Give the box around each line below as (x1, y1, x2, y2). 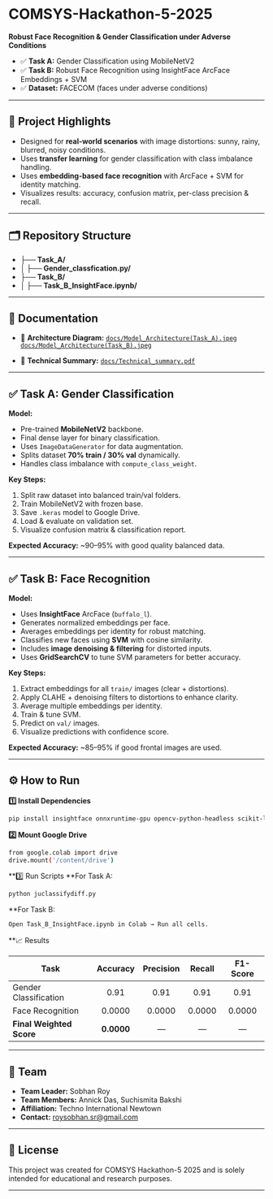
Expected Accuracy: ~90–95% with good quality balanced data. (8, 541, 225, 551)
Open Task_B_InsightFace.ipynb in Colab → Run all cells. (8, 920, 209, 928)
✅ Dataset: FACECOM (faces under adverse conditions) (19, 83, 209, 93)
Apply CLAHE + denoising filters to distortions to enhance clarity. (19, 692, 238, 702)
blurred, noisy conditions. (19, 145, 106, 154)
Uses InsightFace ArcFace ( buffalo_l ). (19, 609, 152, 618)
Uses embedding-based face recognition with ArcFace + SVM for (19, 171, 244, 180)
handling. (19, 162, 52, 171)
